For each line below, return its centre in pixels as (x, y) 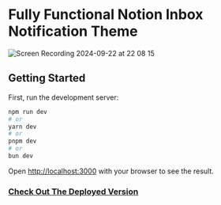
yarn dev (22, 127)
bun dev (21, 156)
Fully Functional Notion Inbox (106, 15)
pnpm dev (22, 141)
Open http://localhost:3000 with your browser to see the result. (111, 171)
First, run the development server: (64, 97)
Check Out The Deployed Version (73, 192)
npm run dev (28, 112)
